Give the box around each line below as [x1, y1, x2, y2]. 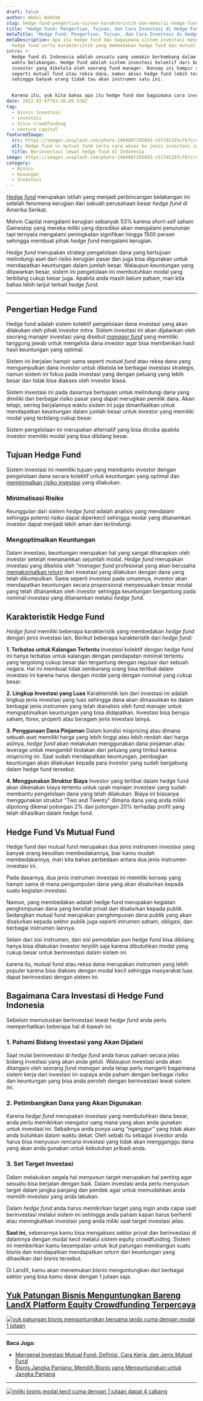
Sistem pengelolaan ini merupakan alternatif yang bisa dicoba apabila [6, 425, 179, 433]
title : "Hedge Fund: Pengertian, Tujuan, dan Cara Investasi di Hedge [6, 25, 188, 32]
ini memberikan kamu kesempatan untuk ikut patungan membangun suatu [6, 1241, 191, 1249]
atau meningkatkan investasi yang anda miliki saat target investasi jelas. [6, 1217, 185, 1225]
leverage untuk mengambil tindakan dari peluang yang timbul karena [6, 746, 177, 754]
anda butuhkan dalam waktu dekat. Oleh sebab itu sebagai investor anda [6, 1131, 188, 1139]
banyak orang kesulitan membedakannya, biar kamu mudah [6, 849, 155, 856]
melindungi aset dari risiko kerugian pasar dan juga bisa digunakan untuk [6, 255, 188, 263]
